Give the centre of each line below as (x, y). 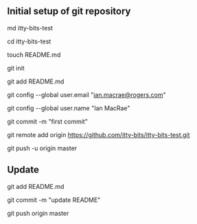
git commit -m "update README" (54, 200)
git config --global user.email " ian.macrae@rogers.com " (86, 94)
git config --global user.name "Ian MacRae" (69, 108)
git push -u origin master (42, 148)
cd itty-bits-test (29, 41)
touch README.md (34, 54)
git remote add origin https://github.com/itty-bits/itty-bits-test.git (98, 134)
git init (16, 68)
